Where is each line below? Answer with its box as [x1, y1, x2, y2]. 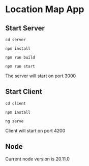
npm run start [5, 64, 36, 69]
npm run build [5, 55, 36, 60]
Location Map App [5, 4, 84, 15]
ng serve [5, 118, 24, 124]
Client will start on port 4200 [5, 127, 66, 134]
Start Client [5, 87, 42, 96]
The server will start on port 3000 [5, 73, 76, 79]
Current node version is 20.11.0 [5, 156, 70, 162]
